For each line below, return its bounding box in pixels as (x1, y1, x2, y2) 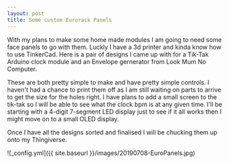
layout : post (7, 10, 45, 17)
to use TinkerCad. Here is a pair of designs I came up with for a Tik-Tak (7, 50, 209, 59)
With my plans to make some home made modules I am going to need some (7, 35, 222, 43)
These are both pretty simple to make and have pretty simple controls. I (7, 78, 210, 86)
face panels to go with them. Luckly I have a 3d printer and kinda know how (7, 43, 221, 51)
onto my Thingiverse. (7, 135, 67, 143)
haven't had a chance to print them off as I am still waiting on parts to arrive (7, 85, 221, 94)
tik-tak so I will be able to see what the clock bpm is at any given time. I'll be (7, 100, 222, 108)
